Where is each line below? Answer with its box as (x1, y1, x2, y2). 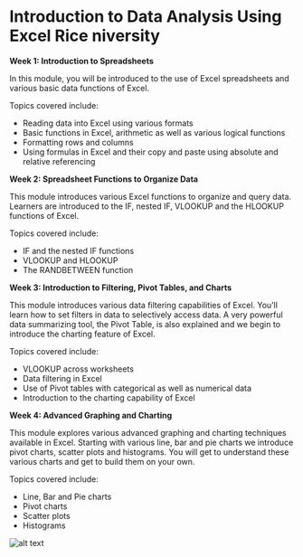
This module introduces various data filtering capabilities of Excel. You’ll (9, 299, 279, 310)
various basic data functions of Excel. (9, 82, 150, 93)
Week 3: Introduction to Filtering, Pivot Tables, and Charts (9, 282, 232, 293)
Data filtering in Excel (22, 373, 102, 383)
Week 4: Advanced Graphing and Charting (9, 410, 173, 420)
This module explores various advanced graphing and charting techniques (9, 427, 287, 438)
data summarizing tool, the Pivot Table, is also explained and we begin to (9, 318, 281, 329)
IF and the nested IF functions (22, 245, 135, 256)
